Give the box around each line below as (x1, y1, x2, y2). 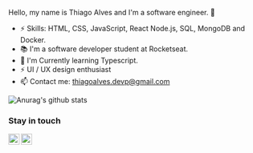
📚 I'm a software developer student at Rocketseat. (19, 44, 189, 54)
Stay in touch (8, 115, 62, 126)
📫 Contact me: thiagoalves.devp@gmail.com (19, 77, 170, 86)
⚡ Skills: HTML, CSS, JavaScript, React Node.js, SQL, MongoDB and (19, 24, 246, 33)
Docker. (19, 35, 47, 44)
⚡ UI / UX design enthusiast (19, 65, 112, 74)
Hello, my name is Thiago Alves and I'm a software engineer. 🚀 (8, 8, 215, 17)
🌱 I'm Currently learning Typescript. (19, 56, 139, 65)
